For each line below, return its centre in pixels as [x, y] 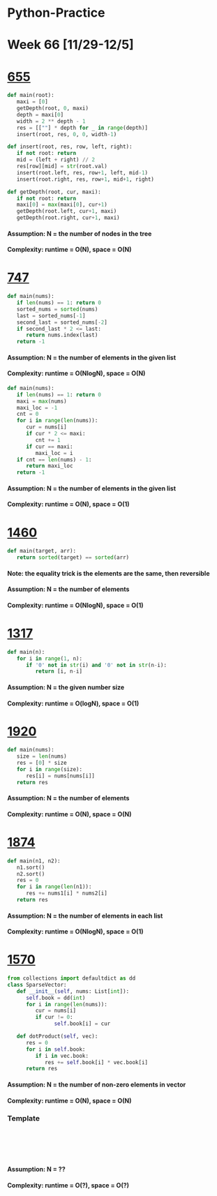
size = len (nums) [42, 756]
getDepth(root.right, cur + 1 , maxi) [68, 218]
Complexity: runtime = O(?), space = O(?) [68, 1185]
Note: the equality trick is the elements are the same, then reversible [109, 573]
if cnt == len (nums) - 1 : [54, 459]
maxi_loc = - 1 [37, 408]
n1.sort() [31, 867]
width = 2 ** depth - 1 [51, 121]
